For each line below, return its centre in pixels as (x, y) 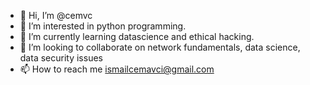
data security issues (61, 58)
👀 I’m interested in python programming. (103, 26)
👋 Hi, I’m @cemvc (56, 15)
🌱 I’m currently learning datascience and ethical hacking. (137, 36)
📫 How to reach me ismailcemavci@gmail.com (117, 69)
